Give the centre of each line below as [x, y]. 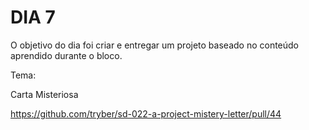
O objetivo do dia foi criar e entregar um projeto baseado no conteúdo [155, 45]
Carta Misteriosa [44, 94]
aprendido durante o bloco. [66, 55]
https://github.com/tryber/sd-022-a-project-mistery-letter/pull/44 [146, 113]
